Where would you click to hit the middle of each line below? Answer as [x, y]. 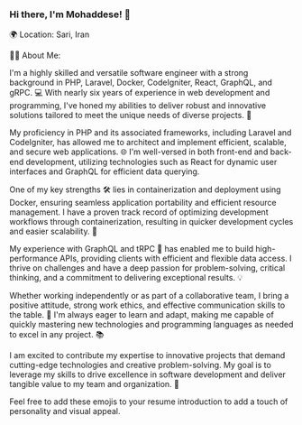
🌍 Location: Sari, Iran [50, 34]
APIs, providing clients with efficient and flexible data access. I [176, 259]
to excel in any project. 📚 [57, 335]
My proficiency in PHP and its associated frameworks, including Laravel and [151, 133]
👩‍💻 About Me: [35, 55]
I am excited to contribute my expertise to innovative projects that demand [147, 356]
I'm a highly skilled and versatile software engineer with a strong [129, 73]
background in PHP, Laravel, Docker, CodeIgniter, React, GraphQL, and [141, 83]
